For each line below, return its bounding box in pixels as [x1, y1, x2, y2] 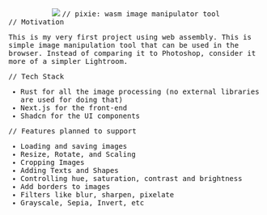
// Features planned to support [8, 127, 137, 136]
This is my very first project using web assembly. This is [8, 32, 252, 41]
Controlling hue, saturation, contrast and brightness [19, 174, 243, 183]
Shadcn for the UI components [19, 112, 140, 120]
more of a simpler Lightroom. [8, 57, 129, 65]
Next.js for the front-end [19, 103, 128, 112]
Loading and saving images [19, 141, 128, 150]
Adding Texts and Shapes [19, 166, 119, 175]
